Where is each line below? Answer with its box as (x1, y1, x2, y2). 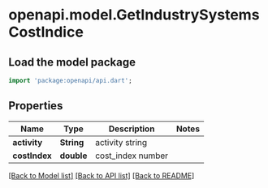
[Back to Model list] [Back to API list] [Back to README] (8, 170, 195, 180)
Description (108, 123, 155, 135)
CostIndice (8, 23, 84, 41)
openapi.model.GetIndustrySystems (8, 6, 260, 24)
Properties (8, 99, 63, 113)
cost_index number (94, 150, 169, 161)
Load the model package (8, 55, 136, 69)
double (59, 150, 88, 161)
